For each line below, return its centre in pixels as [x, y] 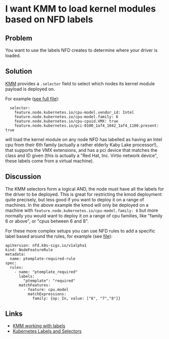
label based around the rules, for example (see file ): [59, 236]
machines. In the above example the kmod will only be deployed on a [77, 205]
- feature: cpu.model [46, 290]
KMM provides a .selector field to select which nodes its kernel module [80, 83]
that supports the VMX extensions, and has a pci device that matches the [81, 150]
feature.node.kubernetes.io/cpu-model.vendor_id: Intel [74, 112]
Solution [19, 71]
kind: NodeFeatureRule [29, 250]
